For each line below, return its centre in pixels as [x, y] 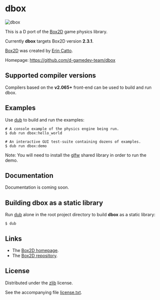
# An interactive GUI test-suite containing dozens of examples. [73, 142]
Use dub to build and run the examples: [45, 120]
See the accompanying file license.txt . [44, 292]
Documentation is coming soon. [37, 187]
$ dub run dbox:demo [26, 146]
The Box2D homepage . [35, 250]
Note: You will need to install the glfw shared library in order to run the [76, 155]
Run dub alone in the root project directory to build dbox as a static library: [80, 215]
